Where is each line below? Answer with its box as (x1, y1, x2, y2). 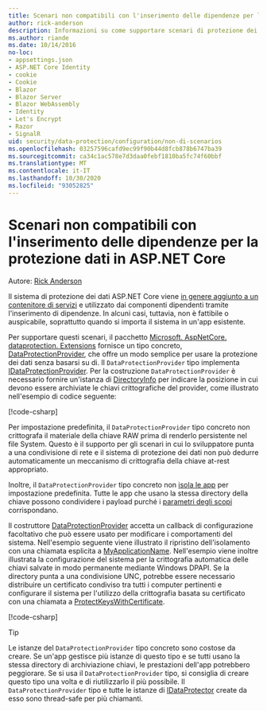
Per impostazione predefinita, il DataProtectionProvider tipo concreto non (8, 422, 250, 432)
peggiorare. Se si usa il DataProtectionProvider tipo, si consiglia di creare (8, 668, 249, 678)
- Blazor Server (8, 93, 62, 101)
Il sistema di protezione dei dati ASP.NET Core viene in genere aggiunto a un (8, 291, 259, 301)
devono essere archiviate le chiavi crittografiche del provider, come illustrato (8, 383, 259, 392)
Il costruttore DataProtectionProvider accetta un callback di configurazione (8, 520, 253, 530)
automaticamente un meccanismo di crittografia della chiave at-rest (8, 456, 230, 465)
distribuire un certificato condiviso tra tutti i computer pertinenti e (8, 580, 222, 589)
